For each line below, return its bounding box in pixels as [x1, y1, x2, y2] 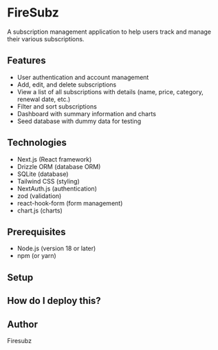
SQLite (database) [17, 170, 69, 178]
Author [7, 318, 38, 330]
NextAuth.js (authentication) [17, 184, 98, 193]
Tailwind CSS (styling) [17, 177, 80, 185]
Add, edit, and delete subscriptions [17, 80, 117, 89]
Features [7, 55, 46, 67]
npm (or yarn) [17, 252, 56, 260]
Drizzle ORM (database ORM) [17, 162, 101, 171]
